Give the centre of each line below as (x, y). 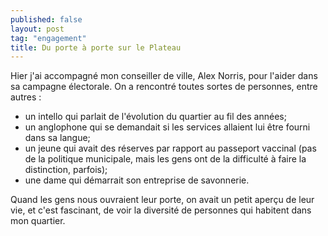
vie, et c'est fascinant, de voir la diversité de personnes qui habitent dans (161, 210)
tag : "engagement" (48, 38)
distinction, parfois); (66, 170)
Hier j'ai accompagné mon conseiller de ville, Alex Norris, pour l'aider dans (164, 76)
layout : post (37, 29)
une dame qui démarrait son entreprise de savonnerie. (137, 180)
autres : (26, 97)
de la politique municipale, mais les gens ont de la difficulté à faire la (165, 159)
